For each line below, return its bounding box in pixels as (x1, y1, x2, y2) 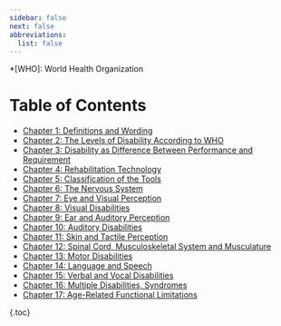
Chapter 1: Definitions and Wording (22, 125, 153, 136)
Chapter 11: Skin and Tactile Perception (22, 232, 169, 242)
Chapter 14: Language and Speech (22, 261, 152, 272)
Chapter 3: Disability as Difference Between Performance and (22, 144, 254, 155)
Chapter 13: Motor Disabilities (22, 251, 133, 262)
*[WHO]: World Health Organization (9, 64, 144, 74)
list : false (17, 38, 63, 48)
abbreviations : (9, 30, 67, 39)
